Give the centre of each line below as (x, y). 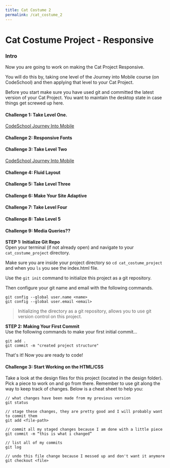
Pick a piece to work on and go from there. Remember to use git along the (83, 383)
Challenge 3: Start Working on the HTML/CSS (54, 367)
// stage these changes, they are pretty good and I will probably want (84, 412)
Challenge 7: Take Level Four (36, 207)
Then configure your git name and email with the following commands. (79, 288)
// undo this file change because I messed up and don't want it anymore (85, 456)
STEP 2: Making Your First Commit (42, 326)
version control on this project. (50, 317)
